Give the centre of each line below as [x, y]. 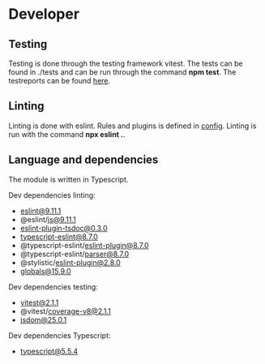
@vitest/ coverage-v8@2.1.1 [66, 311]
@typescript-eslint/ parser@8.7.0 [75, 254]
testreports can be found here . [60, 81]
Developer [44, 14]
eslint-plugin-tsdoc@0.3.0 [64, 228]
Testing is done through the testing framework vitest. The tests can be [126, 63]
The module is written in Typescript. [68, 179]
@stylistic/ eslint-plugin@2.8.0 [71, 262]
